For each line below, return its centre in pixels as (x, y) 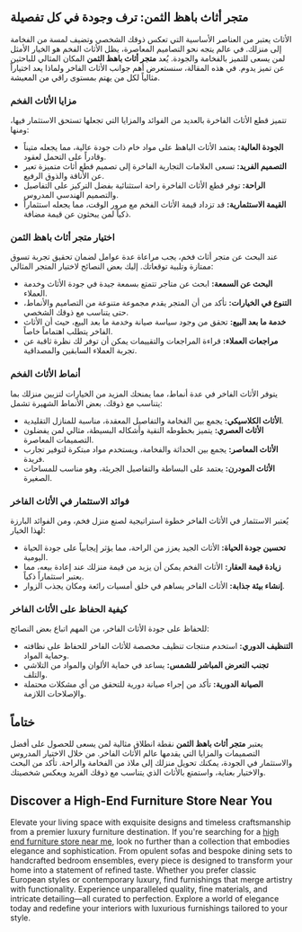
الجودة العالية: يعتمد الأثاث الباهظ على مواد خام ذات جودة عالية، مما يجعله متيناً (153, 147)
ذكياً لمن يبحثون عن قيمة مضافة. (77, 214)
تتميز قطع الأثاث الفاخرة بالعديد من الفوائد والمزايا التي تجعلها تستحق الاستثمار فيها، (148, 120)
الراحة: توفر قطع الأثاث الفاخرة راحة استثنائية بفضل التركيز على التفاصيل (144, 185)
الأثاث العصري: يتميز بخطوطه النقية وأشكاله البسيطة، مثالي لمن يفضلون (143, 430)
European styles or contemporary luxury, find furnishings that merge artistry (151, 879)
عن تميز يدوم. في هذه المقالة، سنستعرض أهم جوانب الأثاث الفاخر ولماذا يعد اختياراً (147, 67)
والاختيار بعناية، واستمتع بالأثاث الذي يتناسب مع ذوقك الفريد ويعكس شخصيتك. (138, 772)
